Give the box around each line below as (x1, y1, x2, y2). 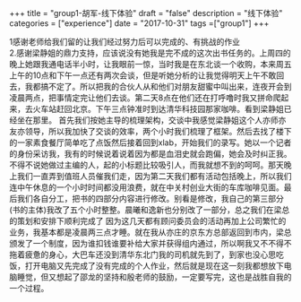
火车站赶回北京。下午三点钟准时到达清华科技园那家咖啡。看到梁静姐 (32, 104, 284, 114)
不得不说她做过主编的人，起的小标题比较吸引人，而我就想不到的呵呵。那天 (9, 160, 284, 170)
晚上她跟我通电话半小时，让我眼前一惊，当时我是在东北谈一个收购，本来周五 (9, 59, 292, 69)
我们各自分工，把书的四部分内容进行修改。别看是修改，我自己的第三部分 (16, 194, 284, 203)
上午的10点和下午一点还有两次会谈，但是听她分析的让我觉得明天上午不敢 (9, 70, 277, 81)
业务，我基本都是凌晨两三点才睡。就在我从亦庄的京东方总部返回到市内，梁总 (9, 227, 292, 237)
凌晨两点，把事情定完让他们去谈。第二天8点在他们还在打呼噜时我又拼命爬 (9, 92, 281, 103)
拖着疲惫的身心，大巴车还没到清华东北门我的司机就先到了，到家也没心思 (9, 249, 276, 260)
